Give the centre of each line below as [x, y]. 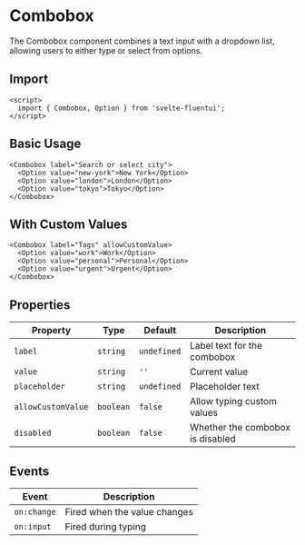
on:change [35, 512]
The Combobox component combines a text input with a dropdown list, [142, 41]
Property [51, 331]
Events [30, 471]
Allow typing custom [233, 401]
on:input [33, 526]
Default [160, 331]
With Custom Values [69, 224]
